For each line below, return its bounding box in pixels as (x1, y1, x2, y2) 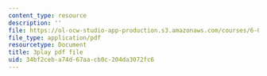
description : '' (8, 19, 62, 27)
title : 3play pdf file (8, 48, 83, 56)
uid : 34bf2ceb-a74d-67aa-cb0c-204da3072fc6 (8, 56, 155, 64)
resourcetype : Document (8, 41, 87, 49)
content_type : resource (8, 11, 87, 20)
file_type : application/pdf (8, 33, 102, 42)
